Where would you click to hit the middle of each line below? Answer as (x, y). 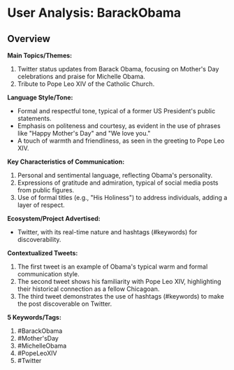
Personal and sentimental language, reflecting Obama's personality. (115, 175)
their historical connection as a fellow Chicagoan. (88, 289)
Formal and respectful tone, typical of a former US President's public (116, 111)
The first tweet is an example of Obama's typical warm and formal (112, 266)
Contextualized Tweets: (43, 253)
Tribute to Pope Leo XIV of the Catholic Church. (86, 84)
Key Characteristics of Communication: (66, 162)
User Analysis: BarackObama (94, 13)
